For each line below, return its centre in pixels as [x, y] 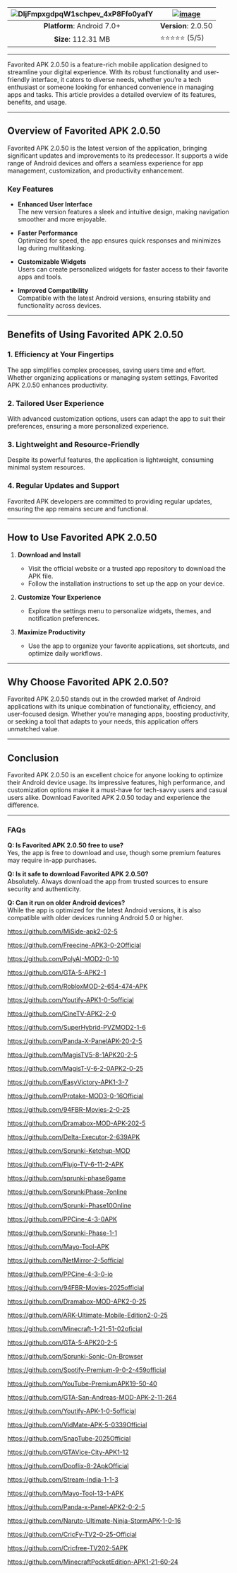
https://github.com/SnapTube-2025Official [69, 1439]
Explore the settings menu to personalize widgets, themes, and [120, 610]
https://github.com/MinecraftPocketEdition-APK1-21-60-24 [93, 1562]
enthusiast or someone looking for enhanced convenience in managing [110, 87]
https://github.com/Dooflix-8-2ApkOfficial [68, 1466]
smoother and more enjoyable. [62, 219]
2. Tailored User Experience [56, 403]
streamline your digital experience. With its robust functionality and [105, 72]
